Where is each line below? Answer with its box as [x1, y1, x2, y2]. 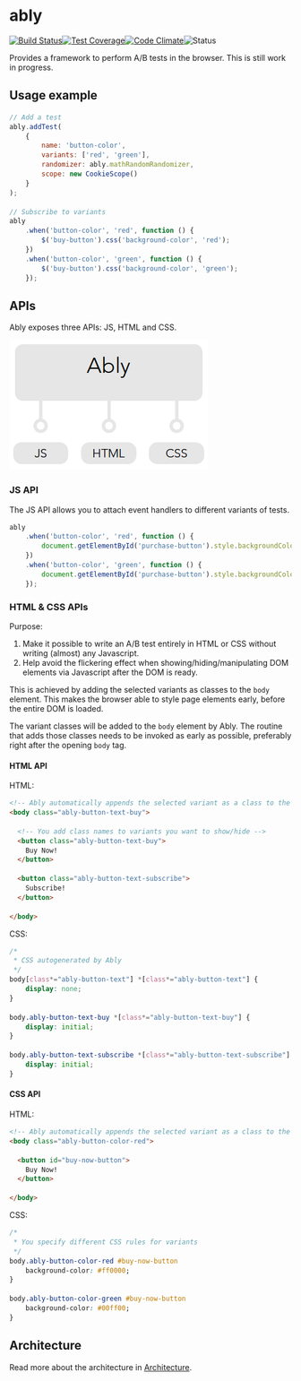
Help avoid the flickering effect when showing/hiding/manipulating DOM [21, 658, 289, 669]
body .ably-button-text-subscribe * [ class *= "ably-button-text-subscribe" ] [9, 1050, 291, 1060]
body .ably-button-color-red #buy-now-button [9, 1256, 178, 1265]
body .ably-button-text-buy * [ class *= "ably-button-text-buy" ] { [9, 1013, 251, 1022]
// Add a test [9, 113, 63, 122]
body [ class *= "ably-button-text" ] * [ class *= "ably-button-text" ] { [9, 975, 258, 984]
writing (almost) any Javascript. [21, 648, 140, 659]
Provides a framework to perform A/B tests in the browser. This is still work [9, 52, 287, 63]
